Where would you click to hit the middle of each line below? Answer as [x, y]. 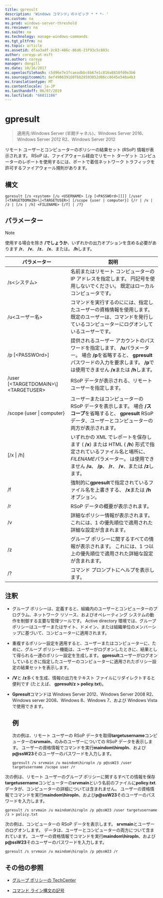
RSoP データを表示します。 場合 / [109, 406]
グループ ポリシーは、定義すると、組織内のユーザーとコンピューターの [83, 608]
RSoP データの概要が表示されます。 [111, 506]
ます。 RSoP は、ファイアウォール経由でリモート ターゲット [78, 156]
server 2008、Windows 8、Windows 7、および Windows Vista [95, 700]
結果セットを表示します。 [46, 667]
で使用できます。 [29, 706]
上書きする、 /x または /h [123, 490]
